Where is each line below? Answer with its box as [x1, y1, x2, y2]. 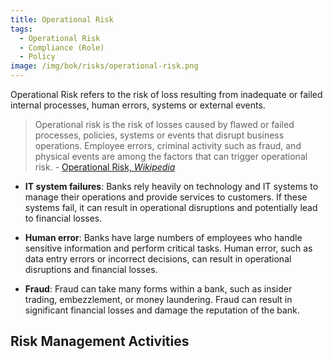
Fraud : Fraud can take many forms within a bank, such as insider [24, 283, 293, 295]
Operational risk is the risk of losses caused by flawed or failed [34, 119, 295, 130]
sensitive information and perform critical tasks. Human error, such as [24, 242, 313, 254]
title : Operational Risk [10, 14, 114, 25]
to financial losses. [24, 212, 103, 224]
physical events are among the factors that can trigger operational [34, 151, 308, 162]
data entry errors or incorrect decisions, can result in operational [24, 253, 292, 265]
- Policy [19, 52, 56, 62]
